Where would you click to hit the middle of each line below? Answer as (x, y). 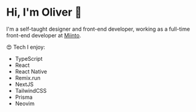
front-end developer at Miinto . (44, 35)
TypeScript (29, 58)
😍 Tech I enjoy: (26, 47)
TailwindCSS (31, 90)
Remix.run (28, 78)
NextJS (24, 84)
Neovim (25, 103)
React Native (31, 71)
